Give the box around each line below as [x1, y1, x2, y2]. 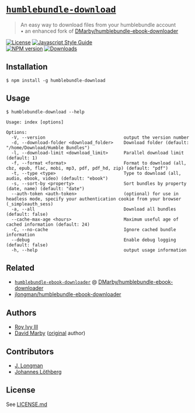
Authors [6, 308, 37, 318]
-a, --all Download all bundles [11, 206, 176, 212]
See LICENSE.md [6, 401, 48, 408]
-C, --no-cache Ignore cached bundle [11, 226, 176, 232]
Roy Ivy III [14, 323, 39, 331]
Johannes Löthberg [14, 369, 62, 375]
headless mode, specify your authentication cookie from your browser [6, 196, 182, 202]
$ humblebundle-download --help [6, 109, 85, 115]
